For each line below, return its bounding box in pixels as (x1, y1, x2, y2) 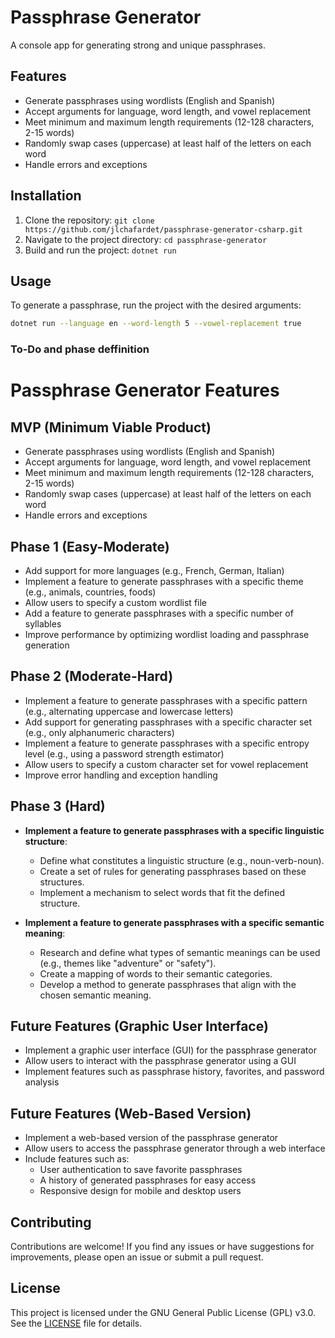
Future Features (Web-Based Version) (10, 1105, 252, 1122)
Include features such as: (24, 1153, 130, 1165)
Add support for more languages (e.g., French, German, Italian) (24, 564, 285, 576)
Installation (10, 187, 82, 205)
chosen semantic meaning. (39, 989, 152, 1001)
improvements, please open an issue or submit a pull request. (10, 1251, 264, 1263)
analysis (24, 1076, 60, 1088)
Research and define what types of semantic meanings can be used (39, 946, 321, 958)
